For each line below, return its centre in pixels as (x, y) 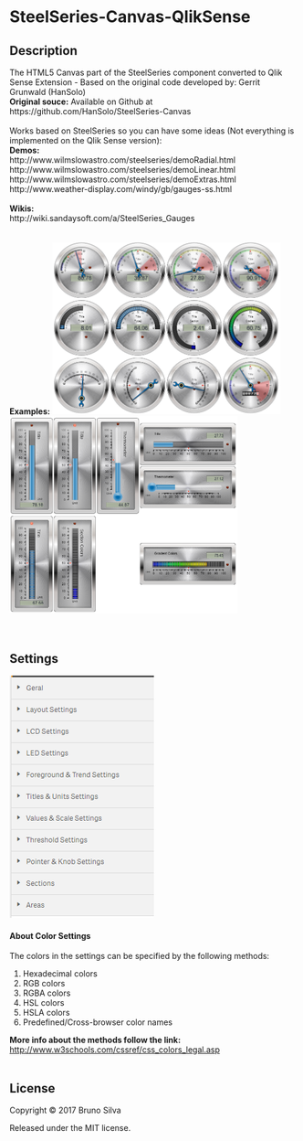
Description (43, 51)
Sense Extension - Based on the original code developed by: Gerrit (135, 82)
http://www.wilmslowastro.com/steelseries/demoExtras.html (123, 179)
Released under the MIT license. (70, 1128)
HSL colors (43, 1003)
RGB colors (44, 984)
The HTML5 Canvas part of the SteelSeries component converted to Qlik (146, 72)
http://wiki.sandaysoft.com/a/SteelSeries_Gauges (102, 218)
